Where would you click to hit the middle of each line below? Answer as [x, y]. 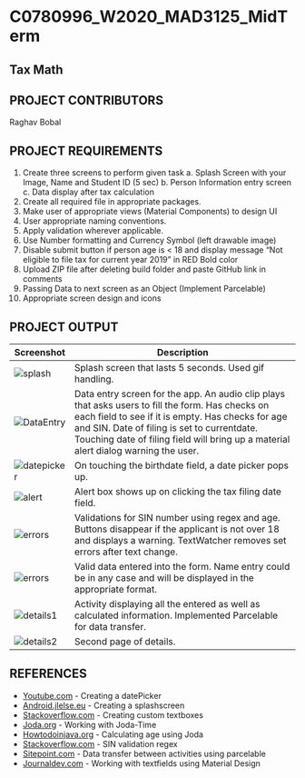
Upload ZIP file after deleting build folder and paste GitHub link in [144, 269]
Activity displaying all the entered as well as [167, 604]
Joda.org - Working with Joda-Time [89, 724]
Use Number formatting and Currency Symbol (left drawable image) [149, 240]
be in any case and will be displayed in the [164, 578]
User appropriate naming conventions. [94, 221]
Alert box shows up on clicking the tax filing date [177, 492]
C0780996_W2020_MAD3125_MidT [149, 17]
